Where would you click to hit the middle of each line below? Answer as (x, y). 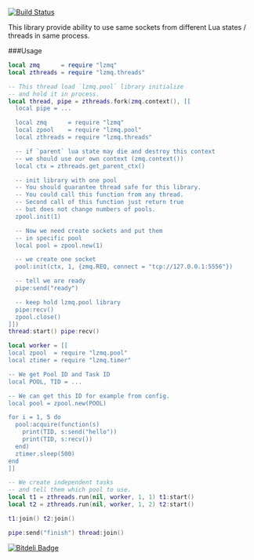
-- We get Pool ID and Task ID (59, 374)
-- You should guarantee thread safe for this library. (108, 187)
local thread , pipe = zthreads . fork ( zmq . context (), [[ (100, 101)
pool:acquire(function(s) (58, 425)
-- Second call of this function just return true (100, 202)
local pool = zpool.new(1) (59, 245)
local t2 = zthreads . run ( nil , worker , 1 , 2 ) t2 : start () (101, 504)
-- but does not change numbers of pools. (85, 209)
